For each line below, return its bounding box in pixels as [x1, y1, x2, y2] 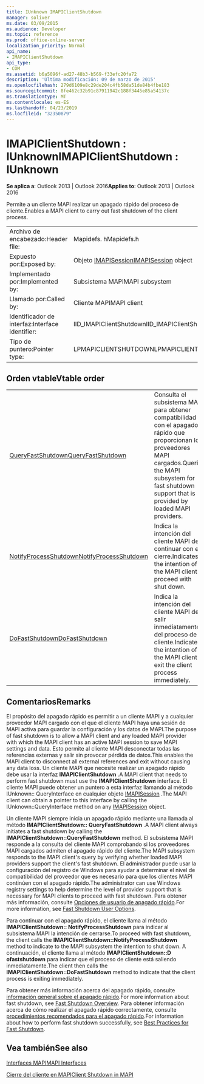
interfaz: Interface [9, 320, 59, 329]
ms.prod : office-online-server [6, 37, 86, 43]
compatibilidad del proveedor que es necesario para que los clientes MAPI [6, 873, 193, 880]
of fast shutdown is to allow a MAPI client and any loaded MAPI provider [6, 732, 187, 739]
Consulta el [154, 390, 186, 399]
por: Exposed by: [9, 260, 56, 268]
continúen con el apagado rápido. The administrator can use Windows [6, 879, 181, 887]
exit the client [154, 661, 192, 669]
